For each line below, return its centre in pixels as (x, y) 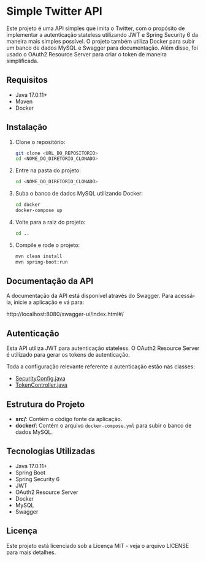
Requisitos (27, 80)
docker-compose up (39, 211)
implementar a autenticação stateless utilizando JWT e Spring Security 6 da (102, 34)
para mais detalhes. (31, 552)
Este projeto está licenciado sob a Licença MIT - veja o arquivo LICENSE (98, 545)
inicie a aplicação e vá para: (49, 302)
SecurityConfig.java (40, 379)
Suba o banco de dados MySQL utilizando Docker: (79, 194)
